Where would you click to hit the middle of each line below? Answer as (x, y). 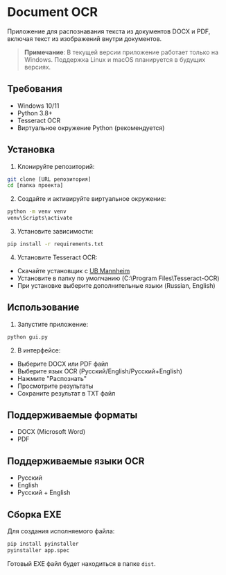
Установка (31, 150)
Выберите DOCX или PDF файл (63, 364)
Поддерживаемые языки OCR (76, 461)
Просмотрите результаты (55, 386)
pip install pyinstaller (43, 544)
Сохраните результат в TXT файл (66, 393)
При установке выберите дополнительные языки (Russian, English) (116, 285)
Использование (43, 308)
